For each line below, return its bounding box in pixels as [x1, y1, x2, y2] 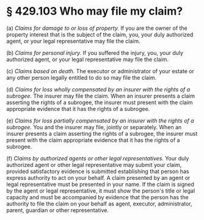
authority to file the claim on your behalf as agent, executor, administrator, [6, 200, 192, 207]
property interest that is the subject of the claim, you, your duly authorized [6, 30, 194, 38]
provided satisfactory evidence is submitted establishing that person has [6, 168, 189, 175]
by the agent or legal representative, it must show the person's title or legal [6, 187, 195, 194]
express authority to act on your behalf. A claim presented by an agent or [6, 174, 191, 181]
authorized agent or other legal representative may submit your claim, [6, 161, 182, 168]
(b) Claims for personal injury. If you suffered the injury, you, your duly [6, 49, 184, 56]
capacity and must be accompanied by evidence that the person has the [6, 193, 189, 200]
